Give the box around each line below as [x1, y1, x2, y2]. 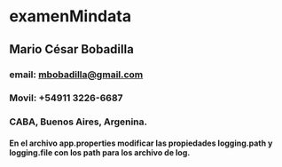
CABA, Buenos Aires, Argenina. [9, 115, 148, 128]
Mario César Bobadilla [9, 42, 135, 57]
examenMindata [9, 6, 131, 27]
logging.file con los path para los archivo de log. [9, 147, 191, 157]
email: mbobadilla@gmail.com [9, 68, 144, 81]
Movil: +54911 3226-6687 [9, 91, 123, 104]
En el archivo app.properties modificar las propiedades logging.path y [9, 138, 273, 148]
